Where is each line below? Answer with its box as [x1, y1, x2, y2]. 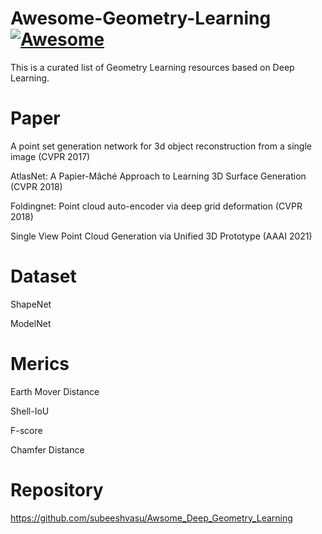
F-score [10, 424, 43, 436]
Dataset [10, 265, 77, 288]
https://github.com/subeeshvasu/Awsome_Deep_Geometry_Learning [10, 512, 293, 524]
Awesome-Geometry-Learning [10, 7, 272, 30]
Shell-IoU [10, 405, 50, 417]
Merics [10, 353, 70, 375]
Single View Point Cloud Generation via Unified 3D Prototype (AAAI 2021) [10, 230, 313, 242]
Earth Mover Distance [10, 385, 100, 397]
